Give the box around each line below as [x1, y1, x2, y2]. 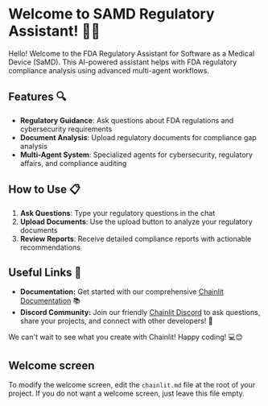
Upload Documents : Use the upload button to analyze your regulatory [19, 217, 254, 226]
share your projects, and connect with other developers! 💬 [19, 316, 213, 326]
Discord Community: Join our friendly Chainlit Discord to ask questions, [19, 308, 261, 317]
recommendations [19, 242, 80, 252]
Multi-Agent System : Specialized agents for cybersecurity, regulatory [19, 150, 254, 159]
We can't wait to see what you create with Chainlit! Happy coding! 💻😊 [8, 332, 243, 342]
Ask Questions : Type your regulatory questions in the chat [19, 208, 216, 217]
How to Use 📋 [8, 183, 81, 197]
